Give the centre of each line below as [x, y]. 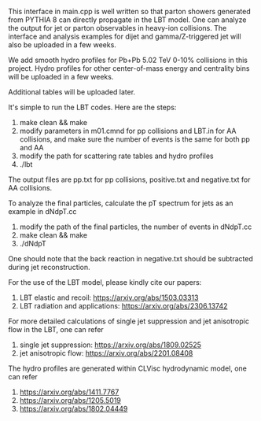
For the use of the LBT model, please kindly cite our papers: [105, 282]
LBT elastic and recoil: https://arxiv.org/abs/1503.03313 [109, 297]
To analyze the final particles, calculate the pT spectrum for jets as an [121, 203]
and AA [31, 148]
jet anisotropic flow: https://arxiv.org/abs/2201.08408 [106, 353]
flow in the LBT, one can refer [56, 329]
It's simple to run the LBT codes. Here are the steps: [92, 107]
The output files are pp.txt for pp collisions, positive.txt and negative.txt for [129, 179]
